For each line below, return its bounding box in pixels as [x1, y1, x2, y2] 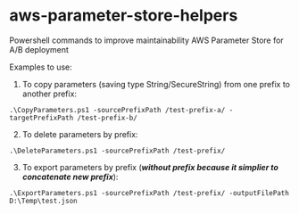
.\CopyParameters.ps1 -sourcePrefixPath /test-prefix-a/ [9, 105, 226, 114]
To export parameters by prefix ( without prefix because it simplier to [21, 161, 279, 172]
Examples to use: [9, 62, 73, 72]
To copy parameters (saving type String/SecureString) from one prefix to [21, 78, 290, 89]
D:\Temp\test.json [9, 196, 78, 205]
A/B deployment [9, 44, 70, 54]
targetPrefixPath [9, 113, 74, 122]
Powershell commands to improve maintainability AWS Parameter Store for [9, 35, 284, 45]
